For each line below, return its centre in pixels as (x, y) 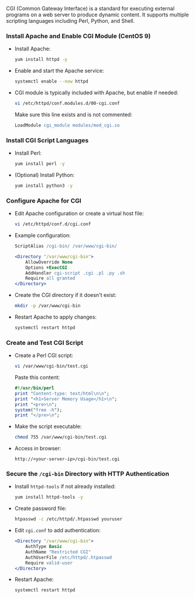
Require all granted (50, 278)
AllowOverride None (49, 262)
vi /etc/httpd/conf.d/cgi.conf (53, 224)
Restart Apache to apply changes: (55, 317)
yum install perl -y (40, 164)
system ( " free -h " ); (38, 410)
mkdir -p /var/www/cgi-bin (47, 306)
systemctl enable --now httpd (52, 81)
